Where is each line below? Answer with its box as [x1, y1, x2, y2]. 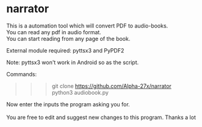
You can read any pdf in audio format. [6, 28, 102, 35]
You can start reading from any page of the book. [6, 35, 131, 42]
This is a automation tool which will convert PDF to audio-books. [6, 22, 168, 29]
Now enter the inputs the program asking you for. [6, 100, 130, 108]
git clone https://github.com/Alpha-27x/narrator [51, 82, 172, 90]
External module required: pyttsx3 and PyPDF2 [6, 46, 124, 54]
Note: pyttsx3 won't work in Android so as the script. [6, 59, 139, 66]
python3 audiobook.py [51, 89, 109, 96]
